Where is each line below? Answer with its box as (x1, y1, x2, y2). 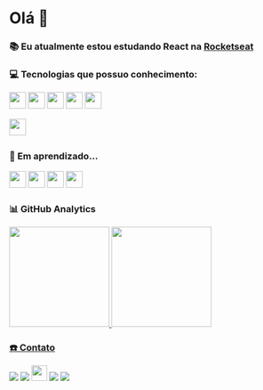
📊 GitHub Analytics (9, 202, 96, 215)
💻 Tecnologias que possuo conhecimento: (9, 69, 198, 81)
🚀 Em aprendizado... (9, 150, 99, 163)
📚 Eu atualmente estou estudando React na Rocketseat (9, 40, 254, 53)
